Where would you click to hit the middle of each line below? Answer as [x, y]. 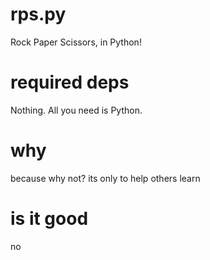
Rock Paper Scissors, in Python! [76, 42]
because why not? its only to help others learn [105, 178]
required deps [70, 82]
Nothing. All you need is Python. [76, 110]
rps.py [38, 14]
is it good [49, 219]
